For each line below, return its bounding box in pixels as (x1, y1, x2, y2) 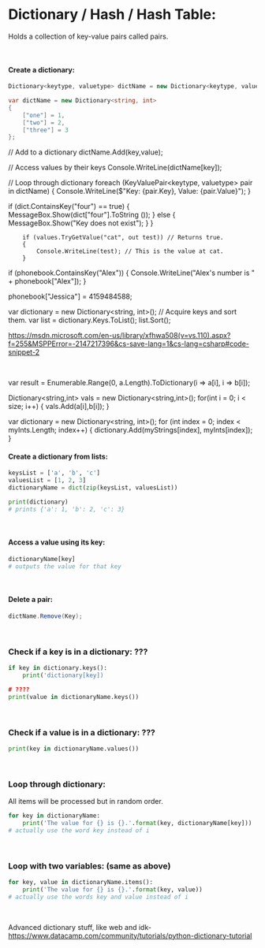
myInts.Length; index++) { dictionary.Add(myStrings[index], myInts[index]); (8, 426, 253, 435)
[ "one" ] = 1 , (22, 111, 65, 119)
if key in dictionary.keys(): (8, 664, 108, 672)
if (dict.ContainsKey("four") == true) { (8, 202, 130, 211)
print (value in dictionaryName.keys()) (8, 693, 140, 701)
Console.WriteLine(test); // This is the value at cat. (36, 247, 224, 255)
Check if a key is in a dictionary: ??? (8, 646, 148, 657)
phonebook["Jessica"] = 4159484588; (8, 292, 132, 301)
